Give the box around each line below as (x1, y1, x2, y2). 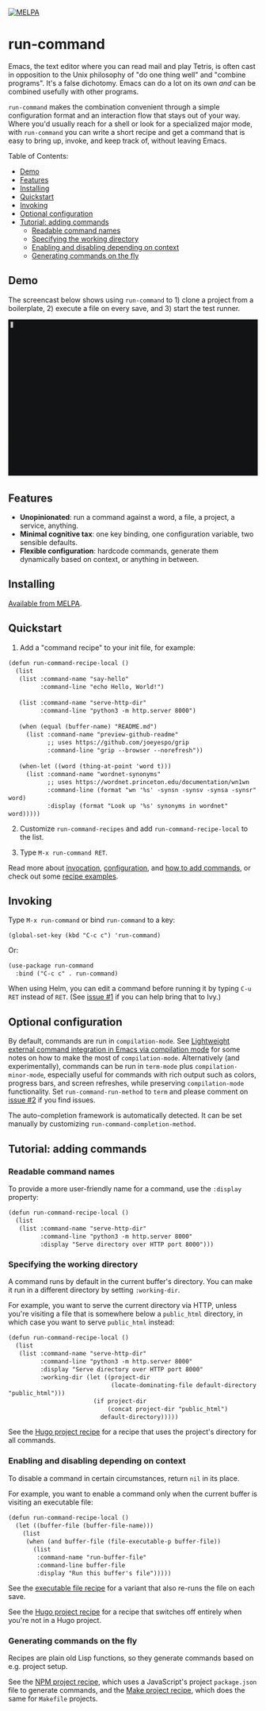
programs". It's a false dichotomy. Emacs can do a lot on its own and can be (8, 78, 256, 87)
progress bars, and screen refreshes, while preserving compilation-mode (8, 1079, 245, 1088)
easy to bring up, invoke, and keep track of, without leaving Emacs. (8, 136, 227, 145)
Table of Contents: (8, 151, 69, 160)
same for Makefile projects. (8, 1694, 98, 1703)
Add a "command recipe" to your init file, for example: (19, 643, 196, 652)
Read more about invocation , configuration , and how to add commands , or (8, 863, 251, 872)
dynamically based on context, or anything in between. (19, 555, 199, 564)
